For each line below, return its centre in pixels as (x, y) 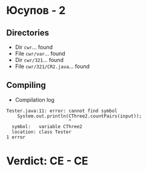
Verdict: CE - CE (47, 161)
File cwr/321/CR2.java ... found (52, 66)
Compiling (26, 85)
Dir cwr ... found (34, 47)
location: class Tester (41, 132)
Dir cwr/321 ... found (39, 60)
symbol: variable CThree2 (47, 126)
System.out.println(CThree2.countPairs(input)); (80, 116)
